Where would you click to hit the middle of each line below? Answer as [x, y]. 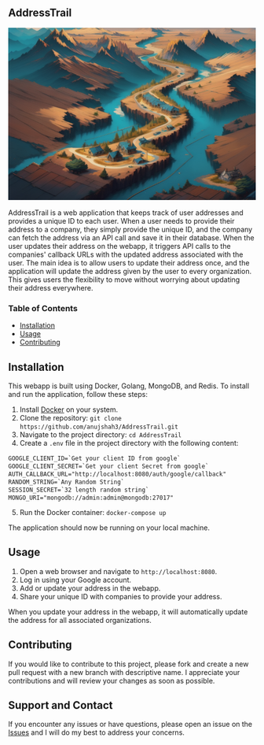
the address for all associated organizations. [80, 620]
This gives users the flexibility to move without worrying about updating [124, 280]
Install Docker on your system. [69, 410]
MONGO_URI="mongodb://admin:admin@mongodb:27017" [91, 498]
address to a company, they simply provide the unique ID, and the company [130, 229]
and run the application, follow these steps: [78, 394]
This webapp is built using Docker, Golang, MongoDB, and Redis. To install [129, 386]
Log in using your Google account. [75, 580]
